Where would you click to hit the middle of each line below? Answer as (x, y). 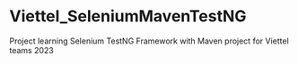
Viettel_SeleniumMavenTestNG (128, 16)
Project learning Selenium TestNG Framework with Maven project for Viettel (149, 41)
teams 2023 (31, 50)
